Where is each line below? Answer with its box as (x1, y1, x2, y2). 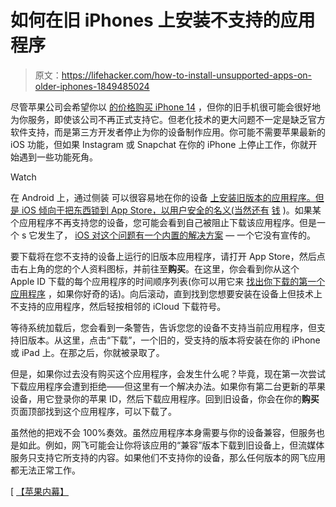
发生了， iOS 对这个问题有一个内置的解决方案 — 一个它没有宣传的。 (37, 229, 317, 241)
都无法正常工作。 (10, 464, 81, 476)
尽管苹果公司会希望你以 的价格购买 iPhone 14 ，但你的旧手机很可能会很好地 (10, 101, 321, 113)
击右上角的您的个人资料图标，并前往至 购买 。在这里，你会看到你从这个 (10, 262, 300, 275)
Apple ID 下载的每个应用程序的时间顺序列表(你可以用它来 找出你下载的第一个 (10, 275, 326, 287)
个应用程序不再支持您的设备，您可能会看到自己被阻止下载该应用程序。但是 (10, 216, 317, 228)
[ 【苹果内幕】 (10, 485, 70, 497)
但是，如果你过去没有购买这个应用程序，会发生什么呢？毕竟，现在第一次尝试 (10, 367, 326, 380)
